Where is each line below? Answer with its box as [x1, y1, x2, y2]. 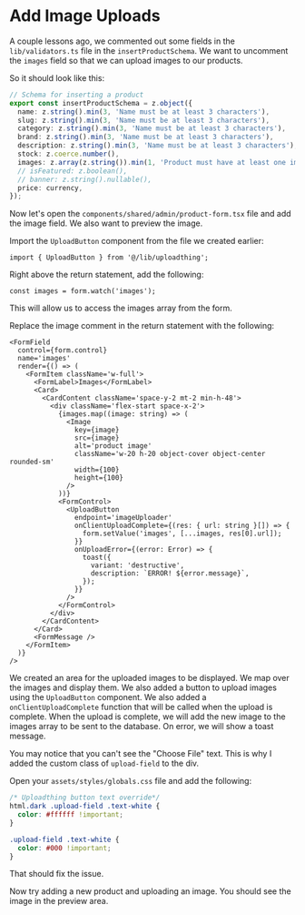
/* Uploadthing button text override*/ [9, 793, 161, 802]
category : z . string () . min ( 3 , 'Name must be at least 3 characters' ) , [17, 124, 286, 133]
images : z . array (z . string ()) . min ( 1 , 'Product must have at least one [17, 158, 286, 167]
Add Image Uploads [9, 5, 161, 26]
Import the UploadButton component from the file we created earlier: [9, 236, 265, 247]
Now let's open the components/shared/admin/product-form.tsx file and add [9, 208, 292, 219]
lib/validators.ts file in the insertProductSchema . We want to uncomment [9, 45, 289, 56]
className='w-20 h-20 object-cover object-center [74, 450, 266, 459]
